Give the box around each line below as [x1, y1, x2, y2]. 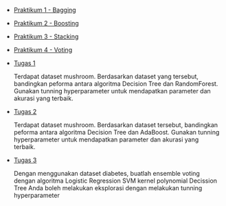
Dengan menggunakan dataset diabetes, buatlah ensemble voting [13, 170, 201, 177]
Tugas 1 [13, 59, 36, 67]
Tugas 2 [13, 108, 37, 115]
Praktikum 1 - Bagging [13, 6, 77, 14]
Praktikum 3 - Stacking [13, 32, 79, 41]
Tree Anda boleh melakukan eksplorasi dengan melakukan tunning [13, 184, 203, 192]
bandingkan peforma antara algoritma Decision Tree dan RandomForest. [13, 80, 218, 88]
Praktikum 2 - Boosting [13, 19, 79, 27]
